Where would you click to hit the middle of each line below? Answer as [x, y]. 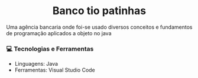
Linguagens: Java [36, 64]
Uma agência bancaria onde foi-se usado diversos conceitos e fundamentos [99, 27]
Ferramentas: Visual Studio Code [55, 70]
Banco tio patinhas [99, 11]
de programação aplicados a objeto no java [59, 33]
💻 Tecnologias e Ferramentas [50, 49]
